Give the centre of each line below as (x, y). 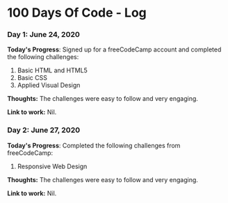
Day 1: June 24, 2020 (43, 35)
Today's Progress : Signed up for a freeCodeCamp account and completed (114, 49)
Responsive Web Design (52, 166)
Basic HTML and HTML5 (52, 70)
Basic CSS (32, 78)
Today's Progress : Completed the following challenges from (94, 145)
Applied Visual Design (49, 86)
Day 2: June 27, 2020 (44, 130)
